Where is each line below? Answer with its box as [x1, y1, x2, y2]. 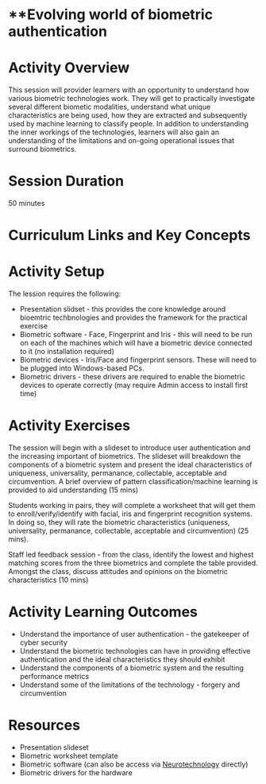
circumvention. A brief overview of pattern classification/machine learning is [8, 477, 258, 487]
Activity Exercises [8, 417, 131, 435]
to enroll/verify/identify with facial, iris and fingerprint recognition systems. [8, 509, 253, 518]
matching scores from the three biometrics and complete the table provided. [8, 558, 258, 568]
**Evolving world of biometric [8, 6, 213, 24]
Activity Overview [8, 59, 130, 77]
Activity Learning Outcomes [8, 603, 199, 621]
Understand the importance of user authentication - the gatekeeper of [19, 630, 250, 639]
